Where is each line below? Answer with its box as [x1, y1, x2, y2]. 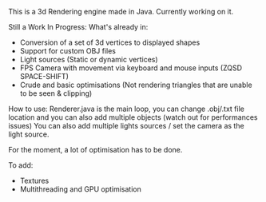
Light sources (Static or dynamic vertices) [19, 55, 158, 64]
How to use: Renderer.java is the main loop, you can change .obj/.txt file [8, 104, 245, 113]
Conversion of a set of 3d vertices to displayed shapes [19, 38, 200, 47]
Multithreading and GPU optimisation [19, 184, 141, 194]
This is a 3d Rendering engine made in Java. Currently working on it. [8, 7, 234, 16]
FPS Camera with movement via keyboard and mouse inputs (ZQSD [19, 63, 242, 73]
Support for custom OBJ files [19, 46, 116, 55]
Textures [19, 176, 50, 185]
